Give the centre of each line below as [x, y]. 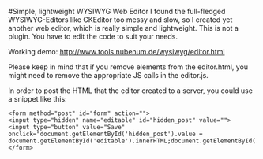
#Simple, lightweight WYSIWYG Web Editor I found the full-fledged [117, 11]
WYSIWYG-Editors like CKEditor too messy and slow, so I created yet [120, 20]
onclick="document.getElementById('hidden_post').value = [105, 134]
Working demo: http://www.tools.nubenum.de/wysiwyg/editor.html [116, 52]
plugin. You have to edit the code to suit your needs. [93, 36]
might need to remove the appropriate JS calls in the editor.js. [109, 75]
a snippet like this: [38, 99]
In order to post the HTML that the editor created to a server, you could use [130, 91]
